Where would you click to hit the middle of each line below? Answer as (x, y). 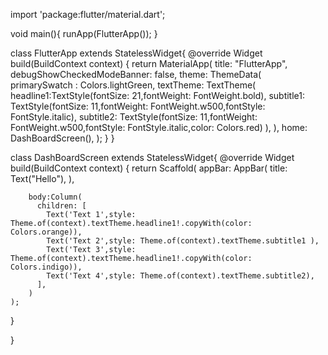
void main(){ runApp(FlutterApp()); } (84, 33)
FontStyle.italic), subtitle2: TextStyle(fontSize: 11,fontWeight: (134, 117)
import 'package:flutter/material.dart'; (88, 14)
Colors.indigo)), (46, 267)
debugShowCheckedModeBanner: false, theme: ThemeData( (136, 74)
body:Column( (55, 197)
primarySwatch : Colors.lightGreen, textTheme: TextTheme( (133, 85)
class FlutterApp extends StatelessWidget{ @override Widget (136, 53)
